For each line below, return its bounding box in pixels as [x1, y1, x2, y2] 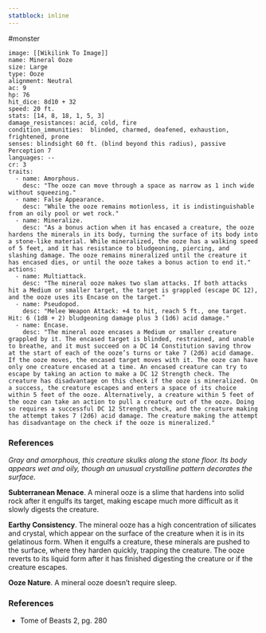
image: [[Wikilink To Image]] [8, 49, 109, 57]
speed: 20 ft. [8, 104, 56, 112]
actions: [8, 265, 37, 273]
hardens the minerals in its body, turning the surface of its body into [8, 230, 259, 238]
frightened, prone [8, 132, 69, 140]
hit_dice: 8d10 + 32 [8, 97, 77, 106]
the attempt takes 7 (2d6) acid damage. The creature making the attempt [8, 411, 259, 419]
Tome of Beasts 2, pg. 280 [19, 615, 108, 626]
